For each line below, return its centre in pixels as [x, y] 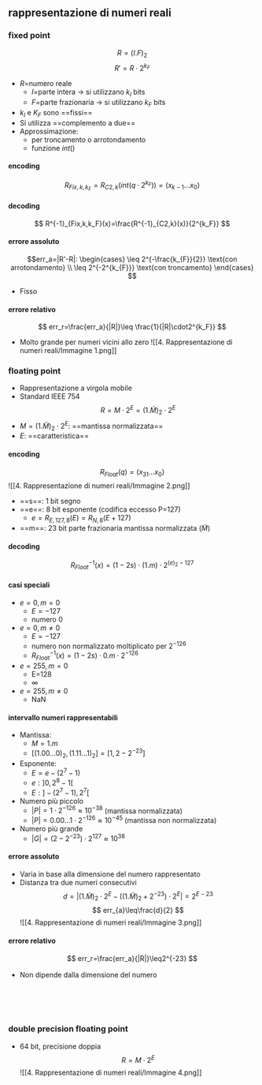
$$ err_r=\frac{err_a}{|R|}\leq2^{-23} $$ [132, 958]
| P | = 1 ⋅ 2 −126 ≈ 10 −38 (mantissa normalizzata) [107, 810]
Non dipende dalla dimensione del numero [88, 974]
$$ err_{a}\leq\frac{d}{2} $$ [138, 910]
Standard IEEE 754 [50, 396]
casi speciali [29, 585]
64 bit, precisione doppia [60, 1046]
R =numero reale [46, 84]
